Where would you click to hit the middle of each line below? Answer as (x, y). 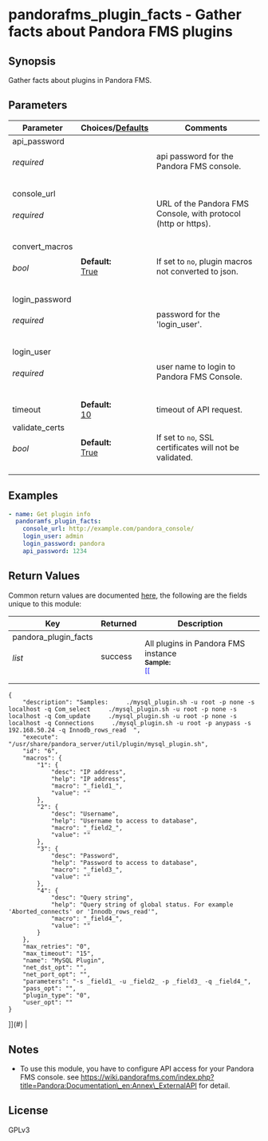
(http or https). (183, 223)
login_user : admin (53, 536)
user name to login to (196, 367)
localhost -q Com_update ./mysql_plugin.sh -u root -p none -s (123, 717)
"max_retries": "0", (57, 947)
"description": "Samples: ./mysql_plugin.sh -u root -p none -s (139, 703)
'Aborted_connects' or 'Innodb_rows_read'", (83, 912)
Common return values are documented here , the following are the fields (128, 595)
